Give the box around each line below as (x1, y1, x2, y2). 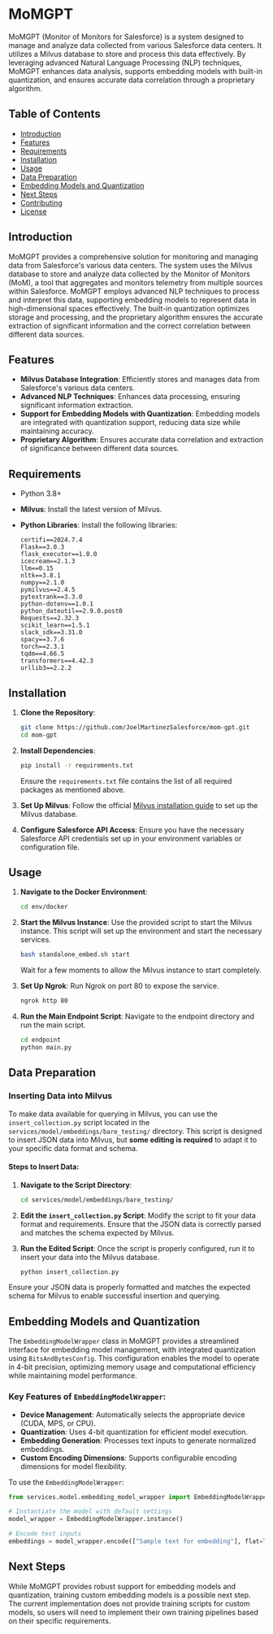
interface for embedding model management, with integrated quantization (8, 1345, 256, 1354)
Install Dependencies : (19, 745, 96, 755)
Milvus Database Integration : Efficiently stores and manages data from (19, 375, 260, 385)
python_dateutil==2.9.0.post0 (19, 607, 123, 615)
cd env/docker (19, 903, 68, 911)
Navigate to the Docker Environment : (19, 887, 148, 897)
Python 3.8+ (19, 489, 63, 498)
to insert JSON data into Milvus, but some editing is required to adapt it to (8, 1135, 258, 1145)
